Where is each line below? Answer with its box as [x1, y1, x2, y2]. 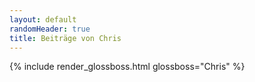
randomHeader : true [9, 24, 91, 34]
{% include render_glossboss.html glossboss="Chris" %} [9, 61, 246, 73]
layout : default [9, 14, 77, 25]
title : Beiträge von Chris [9, 33, 122, 43]
